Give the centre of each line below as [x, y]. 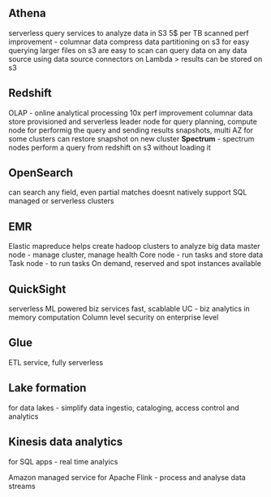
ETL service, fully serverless [56, 362]
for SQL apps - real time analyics [63, 461]
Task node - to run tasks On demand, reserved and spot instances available [135, 264]
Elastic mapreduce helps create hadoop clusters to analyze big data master [135, 246]
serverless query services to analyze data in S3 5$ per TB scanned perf [129, 33]
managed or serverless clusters [61, 201]
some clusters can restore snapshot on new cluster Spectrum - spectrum [131, 138]
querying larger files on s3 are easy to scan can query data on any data [128, 50]
